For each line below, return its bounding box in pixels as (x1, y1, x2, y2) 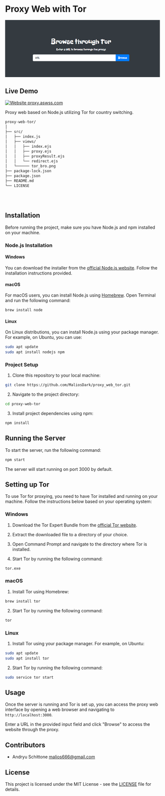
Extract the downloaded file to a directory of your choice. (12, 531, 128, 537)
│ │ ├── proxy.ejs (5, 149, 52, 154)
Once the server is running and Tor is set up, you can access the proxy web (5, 701, 159, 708)
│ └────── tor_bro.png (5, 164, 56, 168)
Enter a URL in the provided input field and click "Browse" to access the (5, 721, 150, 727)
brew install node (5, 308, 43, 313)
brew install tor (5, 599, 41, 604)
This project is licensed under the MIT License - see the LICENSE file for (5, 781, 151, 787)
